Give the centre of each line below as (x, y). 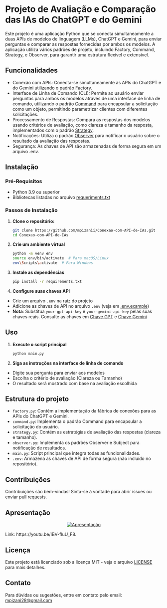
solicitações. (25, 114)
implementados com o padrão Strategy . (53, 130)
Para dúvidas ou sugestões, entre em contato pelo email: (64, 595)
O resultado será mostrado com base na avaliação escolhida (75, 383)
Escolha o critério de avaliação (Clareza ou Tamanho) (67, 378)
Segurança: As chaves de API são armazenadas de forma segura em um (87, 146)
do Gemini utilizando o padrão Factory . (52, 88)
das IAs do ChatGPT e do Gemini (74, 20)
